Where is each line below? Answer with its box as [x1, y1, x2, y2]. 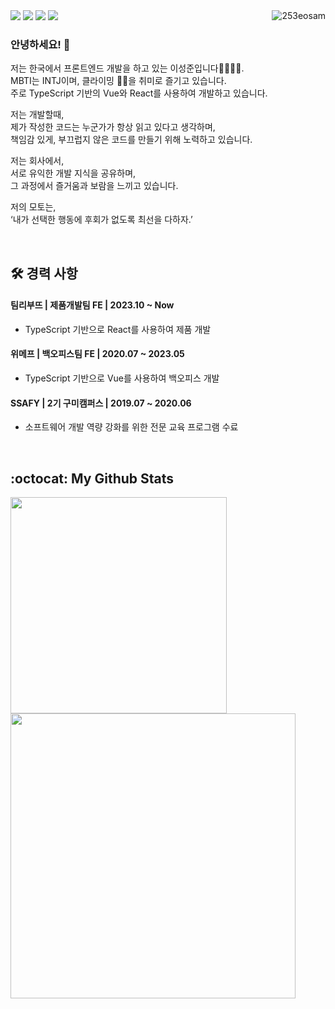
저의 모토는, [10, 201, 57, 213]
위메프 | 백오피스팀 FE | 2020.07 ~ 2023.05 [10, 348, 185, 360]
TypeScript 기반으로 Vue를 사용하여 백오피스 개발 [24, 372, 220, 384]
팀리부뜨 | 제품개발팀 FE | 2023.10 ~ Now [10, 299, 175, 311]
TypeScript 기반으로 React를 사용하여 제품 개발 [24, 323, 212, 335]
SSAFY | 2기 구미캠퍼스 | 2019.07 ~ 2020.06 [10, 397, 192, 409]
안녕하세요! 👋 [10, 37, 71, 51]
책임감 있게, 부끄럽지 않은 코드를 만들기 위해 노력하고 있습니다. [10, 134, 253, 146]
